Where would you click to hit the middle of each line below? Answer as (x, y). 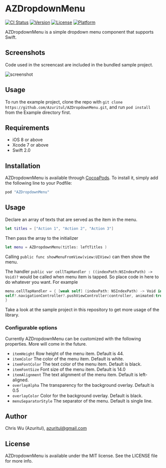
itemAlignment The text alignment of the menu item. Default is (75, 374)
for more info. (19, 461)
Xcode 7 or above (30, 145)
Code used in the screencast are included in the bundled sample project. (79, 64)
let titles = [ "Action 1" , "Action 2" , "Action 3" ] (59, 228)
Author (16, 416)
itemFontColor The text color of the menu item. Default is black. (77, 364)
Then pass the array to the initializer (42, 238)
